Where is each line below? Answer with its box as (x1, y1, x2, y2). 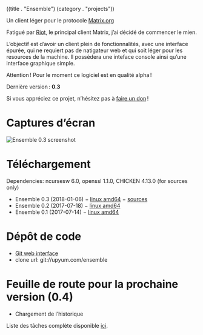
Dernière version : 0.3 (6, 83, 61, 90)
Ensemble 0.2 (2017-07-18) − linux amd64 (15, 202, 121, 209)
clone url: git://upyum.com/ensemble (15, 256, 108, 263)
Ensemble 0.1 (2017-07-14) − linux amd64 (15, 208, 119, 216)
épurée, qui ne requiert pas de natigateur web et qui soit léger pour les (6, 47, 183, 54)
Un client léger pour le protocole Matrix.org (6, 17, 115, 24)
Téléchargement (6, 158, 91, 171)
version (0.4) (6, 290, 74, 303)
